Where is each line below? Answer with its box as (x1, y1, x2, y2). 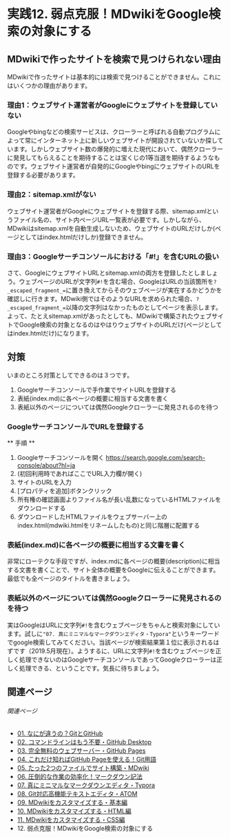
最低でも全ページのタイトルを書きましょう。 (7, 575, 134, 583)
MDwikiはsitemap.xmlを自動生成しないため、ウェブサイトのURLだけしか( (7, 224, 216, 232)
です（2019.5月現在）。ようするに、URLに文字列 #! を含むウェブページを (12, 646, 216, 655)
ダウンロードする (17, 504, 66, 512)
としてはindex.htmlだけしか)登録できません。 (19, 233, 147, 241)
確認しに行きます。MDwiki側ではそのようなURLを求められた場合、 (7, 294, 196, 302)
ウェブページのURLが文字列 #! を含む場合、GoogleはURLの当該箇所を (19, 277, 214, 285)
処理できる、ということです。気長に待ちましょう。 (19, 664, 163, 672)
